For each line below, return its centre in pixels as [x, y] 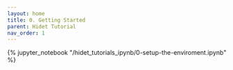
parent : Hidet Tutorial [42, 26]
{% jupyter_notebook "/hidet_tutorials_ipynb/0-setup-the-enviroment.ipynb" [117, 53]
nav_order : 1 [26, 33]
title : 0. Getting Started [46, 20]
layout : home [26, 14]
